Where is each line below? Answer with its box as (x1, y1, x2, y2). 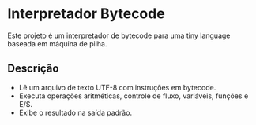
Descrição (7, 62, 59, 75)
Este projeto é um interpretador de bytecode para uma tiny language (7, 31, 231, 40)
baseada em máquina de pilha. (7, 39, 107, 48)
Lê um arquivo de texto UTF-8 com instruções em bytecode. (18, 83, 216, 92)
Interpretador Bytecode (7, 5, 165, 23)
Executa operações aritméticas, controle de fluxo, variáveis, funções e (18, 91, 249, 101)
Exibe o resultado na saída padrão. (18, 108, 132, 117)
